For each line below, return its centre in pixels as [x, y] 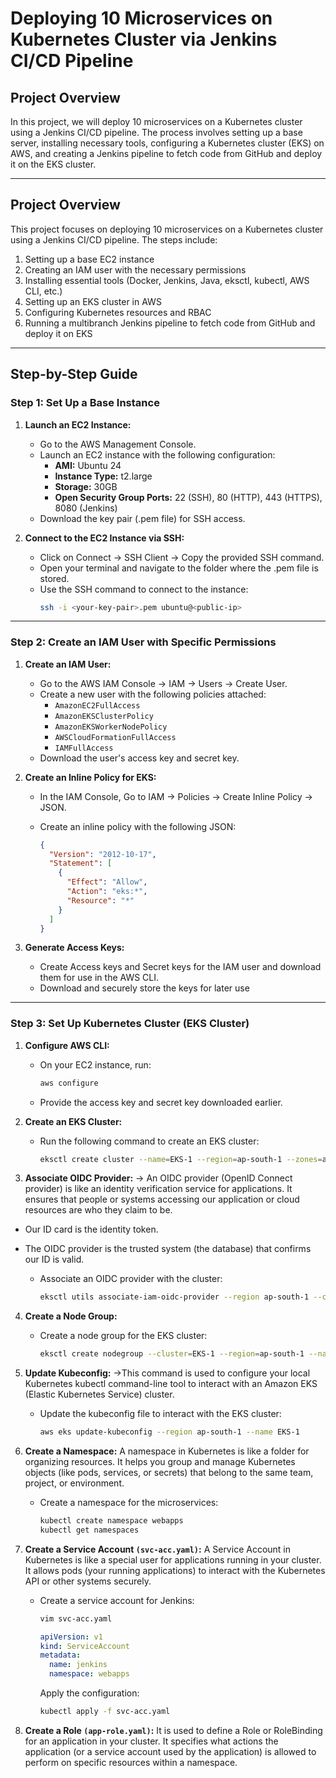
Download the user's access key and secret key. [139, 758]
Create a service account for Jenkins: [117, 1600]
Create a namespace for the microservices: [129, 1503]
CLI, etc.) [43, 291]
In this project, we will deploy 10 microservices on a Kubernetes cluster [156, 121]
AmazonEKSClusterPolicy [104, 716]
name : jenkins [78, 1665]
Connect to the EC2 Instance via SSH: [104, 538]
